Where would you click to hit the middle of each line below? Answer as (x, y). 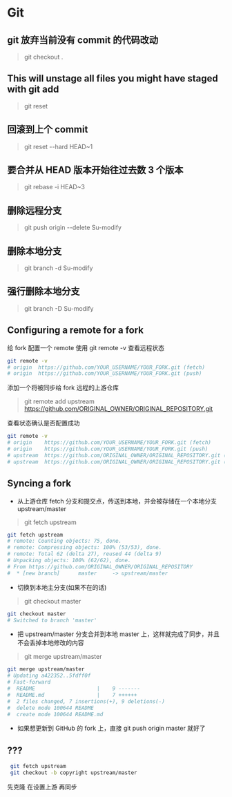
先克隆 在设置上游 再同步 (42, 787)
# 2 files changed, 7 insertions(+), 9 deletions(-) (86, 701)
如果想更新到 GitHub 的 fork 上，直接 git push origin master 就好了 (111, 728)
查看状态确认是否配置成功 (43, 423)
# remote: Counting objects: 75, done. (65, 541)
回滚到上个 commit (48, 129)
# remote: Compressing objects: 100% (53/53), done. (85, 548)
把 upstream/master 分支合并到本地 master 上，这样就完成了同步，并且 (118, 634)
